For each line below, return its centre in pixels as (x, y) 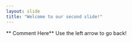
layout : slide (23, 11)
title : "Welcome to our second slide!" (54, 17)
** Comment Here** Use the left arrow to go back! (66, 33)
